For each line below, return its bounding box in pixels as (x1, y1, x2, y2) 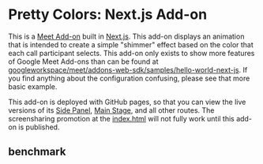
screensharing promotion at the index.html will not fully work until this (8, 114, 235, 123)
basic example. (8, 81, 58, 91)
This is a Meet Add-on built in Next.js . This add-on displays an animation (8, 32, 245, 41)
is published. (18, 122, 60, 132)
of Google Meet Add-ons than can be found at (8, 57, 160, 66)
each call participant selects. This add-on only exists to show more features (8, 48, 255, 58)
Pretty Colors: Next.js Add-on (8, 6, 208, 24)
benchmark (8, 145, 66, 158)
